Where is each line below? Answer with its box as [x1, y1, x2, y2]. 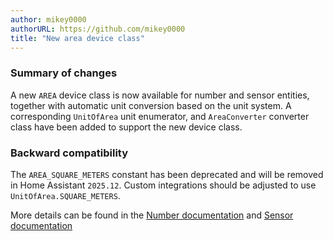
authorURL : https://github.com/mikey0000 [10, 24, 186, 34]
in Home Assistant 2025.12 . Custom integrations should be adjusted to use [10, 179, 317, 191]
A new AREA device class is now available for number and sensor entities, [10, 89, 310, 101]
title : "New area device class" [10, 33, 145, 43]
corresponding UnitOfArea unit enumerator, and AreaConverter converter [10, 110, 310, 122]
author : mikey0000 [10, 14, 87, 25]
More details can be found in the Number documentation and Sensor [10, 209, 294, 221]
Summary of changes [10, 66, 118, 80]
